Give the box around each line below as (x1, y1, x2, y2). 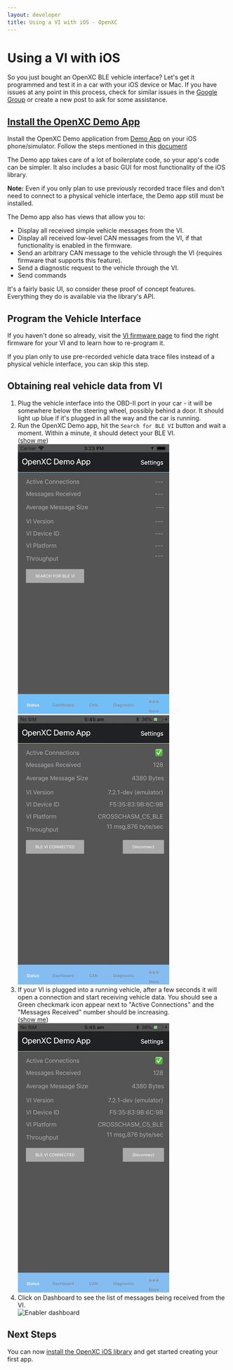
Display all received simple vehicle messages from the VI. (17, 226, 185, 235)
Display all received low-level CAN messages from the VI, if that (17, 234, 202, 243)
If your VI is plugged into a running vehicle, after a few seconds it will (17, 985, 218, 994)
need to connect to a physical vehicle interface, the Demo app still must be (7, 192, 224, 200)
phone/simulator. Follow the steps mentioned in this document (7, 142, 187, 150)
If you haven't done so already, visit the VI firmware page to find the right (7, 331, 219, 340)
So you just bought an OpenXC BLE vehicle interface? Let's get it (7, 73, 195, 82)
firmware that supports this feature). (17, 257, 123, 265)
